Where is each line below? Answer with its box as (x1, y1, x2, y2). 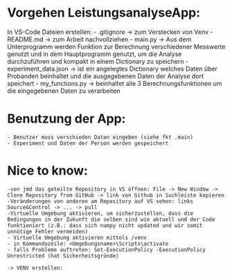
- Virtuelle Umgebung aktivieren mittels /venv (7, 234, 148, 241)
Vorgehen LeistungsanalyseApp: (7, 5, 201, 21)
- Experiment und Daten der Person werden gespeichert (7, 140, 169, 147)
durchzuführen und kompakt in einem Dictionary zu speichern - (7, 57, 189, 65)
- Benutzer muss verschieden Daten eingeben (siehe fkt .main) (7, 134, 194, 141)
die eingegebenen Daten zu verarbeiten (7, 87, 121, 95)
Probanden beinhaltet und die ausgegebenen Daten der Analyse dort (7, 71, 204, 80)
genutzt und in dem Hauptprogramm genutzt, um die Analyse (7, 50, 182, 58)
